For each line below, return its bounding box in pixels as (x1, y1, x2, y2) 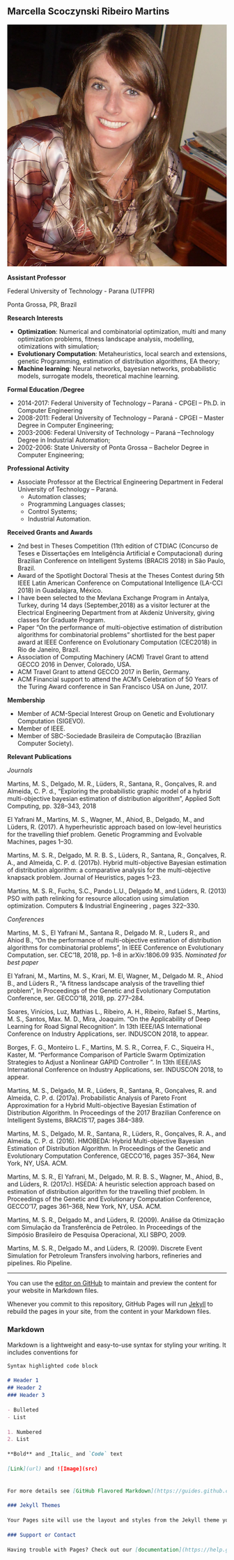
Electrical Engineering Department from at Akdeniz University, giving (17, 609, 214, 617)
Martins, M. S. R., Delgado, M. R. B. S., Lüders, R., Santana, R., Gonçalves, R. (7, 851, 226, 859)
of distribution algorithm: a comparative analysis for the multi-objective (7, 866, 211, 874)
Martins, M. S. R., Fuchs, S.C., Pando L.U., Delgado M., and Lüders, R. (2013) (7, 887, 227, 895)
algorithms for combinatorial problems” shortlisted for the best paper (17, 631, 216, 639)
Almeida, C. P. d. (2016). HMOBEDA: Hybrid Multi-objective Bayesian (7, 1137, 204, 1145)
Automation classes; (27, 493, 86, 501)
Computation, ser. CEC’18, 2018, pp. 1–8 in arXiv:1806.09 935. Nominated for (7, 951, 227, 959)
